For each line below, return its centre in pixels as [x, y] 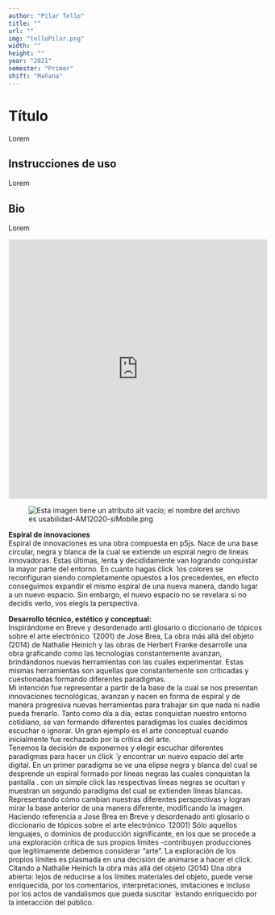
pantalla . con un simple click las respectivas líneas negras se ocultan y [127, 782]
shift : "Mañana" [35, 76]
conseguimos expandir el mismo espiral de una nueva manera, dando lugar [133, 586]
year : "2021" [30, 61]
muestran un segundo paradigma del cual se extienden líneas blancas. [126, 791]
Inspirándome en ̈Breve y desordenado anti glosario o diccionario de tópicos [135, 628]
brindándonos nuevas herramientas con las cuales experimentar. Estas [126, 662]
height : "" [27, 53]
